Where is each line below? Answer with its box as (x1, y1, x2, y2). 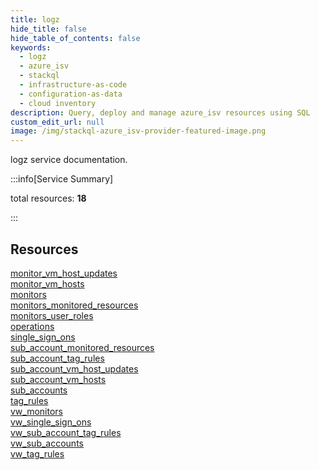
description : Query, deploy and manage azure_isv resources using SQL (10, 107, 311, 118)
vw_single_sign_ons (10, 416, 92, 428)
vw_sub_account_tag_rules (10, 426, 122, 438)
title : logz (10, 14, 60, 25)
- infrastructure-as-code (19, 80, 128, 90)
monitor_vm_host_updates (10, 267, 118, 279)
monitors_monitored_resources (10, 299, 139, 311)
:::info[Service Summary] (10, 173, 114, 185)
